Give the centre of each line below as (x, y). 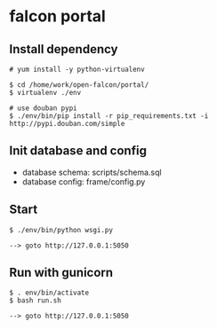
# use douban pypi (43, 108)
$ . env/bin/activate (49, 293)
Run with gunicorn (61, 273)
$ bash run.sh (36, 301)
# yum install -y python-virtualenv (77, 69)
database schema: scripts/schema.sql (92, 172)
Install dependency (64, 49)
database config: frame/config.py (84, 181)
